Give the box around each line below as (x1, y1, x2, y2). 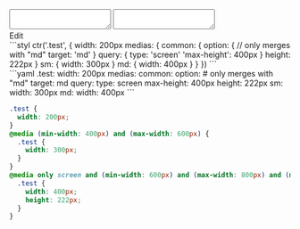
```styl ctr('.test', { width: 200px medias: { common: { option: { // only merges (9, 40, 291, 50)
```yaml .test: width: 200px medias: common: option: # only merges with (9, 69, 274, 78)
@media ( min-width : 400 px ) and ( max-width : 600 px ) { (9, 129, 210, 138)
